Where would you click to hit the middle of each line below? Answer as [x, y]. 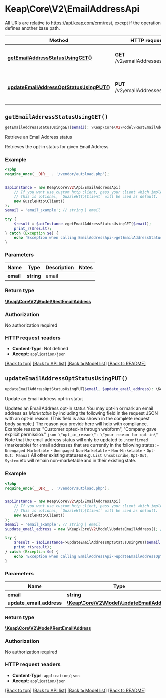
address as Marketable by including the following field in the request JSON [82, 413]
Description [60, 268]
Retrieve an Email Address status [39, 137]
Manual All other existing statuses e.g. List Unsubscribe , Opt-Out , [82, 455]
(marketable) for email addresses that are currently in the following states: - [82, 445]
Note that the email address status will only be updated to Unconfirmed [77, 440]
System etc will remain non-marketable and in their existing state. [71, 461]
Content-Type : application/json [46, 675]
